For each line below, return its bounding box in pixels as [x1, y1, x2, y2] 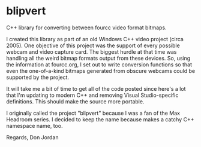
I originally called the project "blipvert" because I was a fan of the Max [6, 109, 180, 117]
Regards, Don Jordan [6, 133, 59, 141]
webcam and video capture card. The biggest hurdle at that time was [6, 48, 177, 55]
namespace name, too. [6, 122, 63, 129]
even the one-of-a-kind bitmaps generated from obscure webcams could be [6, 67, 196, 74]
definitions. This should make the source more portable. [6, 97, 145, 105]
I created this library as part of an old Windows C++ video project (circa [6, 35, 184, 42]
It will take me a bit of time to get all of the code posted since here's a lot [6, 85, 186, 92]
